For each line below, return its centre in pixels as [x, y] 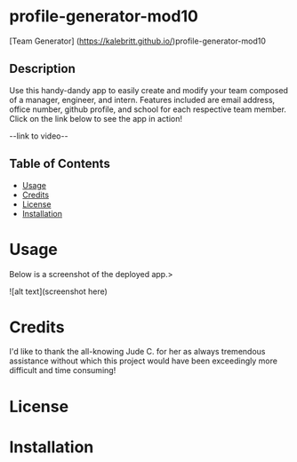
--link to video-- [39, 136]
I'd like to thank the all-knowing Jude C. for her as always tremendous [137, 352]
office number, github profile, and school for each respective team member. [148, 109]
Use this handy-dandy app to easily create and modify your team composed [149, 90]
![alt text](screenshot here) [59, 291]
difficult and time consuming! [63, 370]
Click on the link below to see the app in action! [96, 118]
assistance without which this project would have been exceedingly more [144, 361]
